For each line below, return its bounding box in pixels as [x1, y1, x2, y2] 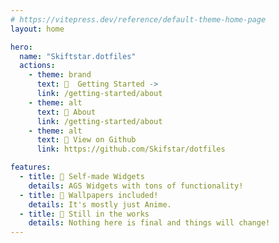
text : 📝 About [36, 107, 97, 117]
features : [10, 162, 52, 173]
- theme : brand [28, 70, 92, 80]
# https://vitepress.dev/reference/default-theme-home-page [10, 14, 267, 25]
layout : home [10, 24, 65, 34]
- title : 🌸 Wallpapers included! [19, 190, 159, 200]
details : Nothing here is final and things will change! [28, 218, 271, 228]
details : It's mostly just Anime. [28, 199, 172, 210]
